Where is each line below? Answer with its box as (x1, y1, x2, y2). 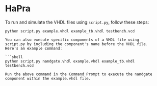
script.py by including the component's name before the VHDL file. (5, 41, 148, 47)
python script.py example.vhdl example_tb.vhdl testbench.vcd (5, 29, 135, 33)
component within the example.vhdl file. (5, 76, 91, 81)
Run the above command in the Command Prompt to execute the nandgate (5, 72, 153, 77)
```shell (5, 55, 23, 59)
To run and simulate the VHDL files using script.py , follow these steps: (5, 19, 149, 25)
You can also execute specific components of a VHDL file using (5, 37, 139, 42)
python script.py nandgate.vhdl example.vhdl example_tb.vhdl (5, 58, 135, 64)
